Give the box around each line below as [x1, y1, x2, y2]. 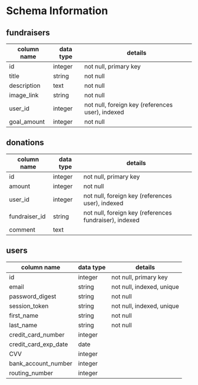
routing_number [9, 368, 54, 377]
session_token [9, 302, 49, 310]
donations [6, 137, 44, 148]
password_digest [9, 292, 57, 300]
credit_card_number [9, 330, 65, 338]
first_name [9, 311, 39, 320]
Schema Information [6, 4, 108, 18]
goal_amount [9, 118, 45, 126]
